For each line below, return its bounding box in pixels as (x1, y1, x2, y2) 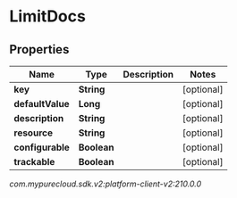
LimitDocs (9, 6, 87, 27)
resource (13, 127, 54, 139)
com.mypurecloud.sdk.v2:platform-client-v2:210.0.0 (9, 178, 202, 189)
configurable (13, 141, 70, 153)
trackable (13, 156, 55, 168)
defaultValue (13, 98, 70, 110)
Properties (9, 42, 70, 57)
